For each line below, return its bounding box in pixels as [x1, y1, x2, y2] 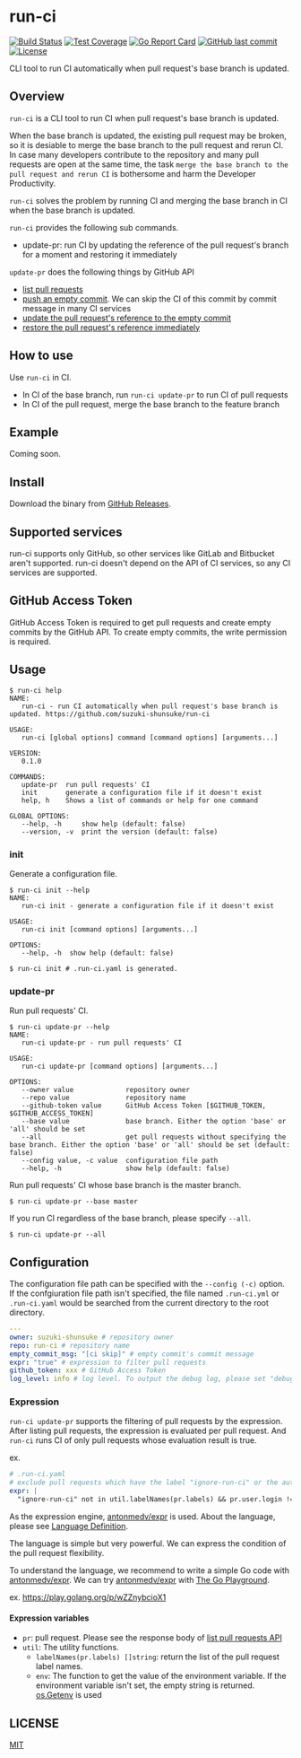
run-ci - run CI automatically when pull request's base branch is [21, 702, 279, 711]
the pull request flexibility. [9, 1547, 105, 1558]
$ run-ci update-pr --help [9, 1023, 110, 1032]
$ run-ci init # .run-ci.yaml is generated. [9, 964, 178, 973]
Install [9, 474, 45, 490]
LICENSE [9, 1716, 60, 1731]
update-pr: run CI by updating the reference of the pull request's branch [21, 240, 289, 250]
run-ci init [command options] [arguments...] [21, 924, 199, 934]
